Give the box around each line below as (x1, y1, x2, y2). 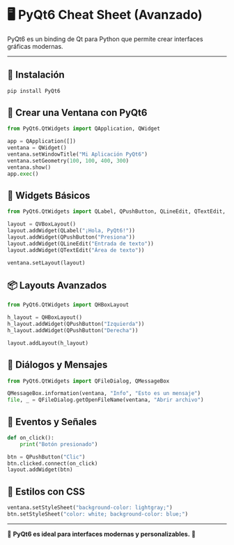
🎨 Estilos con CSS (7, 486, 86, 498)
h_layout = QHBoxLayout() (7, 314, 82, 321)
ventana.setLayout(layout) (7, 259, 86, 267)
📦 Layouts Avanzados (7, 279, 107, 291)
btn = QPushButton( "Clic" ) (7, 453, 86, 461)
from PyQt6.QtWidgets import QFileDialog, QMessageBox (7, 378, 170, 385)
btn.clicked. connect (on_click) (7, 460, 98, 467)
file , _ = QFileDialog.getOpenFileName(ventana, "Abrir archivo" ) (7, 396, 204, 403)
